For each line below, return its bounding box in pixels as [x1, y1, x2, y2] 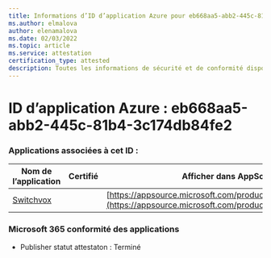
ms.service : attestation [8, 49, 92, 57]
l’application [12, 176, 61, 187]
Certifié [68, 171, 99, 182]
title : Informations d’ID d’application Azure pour [8, 11, 186, 20]
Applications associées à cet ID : [8, 144, 139, 156]
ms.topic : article [8, 42, 70, 50]
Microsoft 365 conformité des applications [8, 223, 180, 235]
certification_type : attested [8, 57, 110, 65]
